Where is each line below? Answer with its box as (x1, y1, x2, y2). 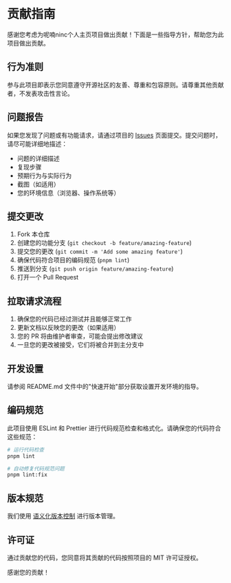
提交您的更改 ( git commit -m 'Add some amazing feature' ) (16, 247, 184, 255)
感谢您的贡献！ (7, 568, 49, 576)
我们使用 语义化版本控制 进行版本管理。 (7, 512, 119, 520)
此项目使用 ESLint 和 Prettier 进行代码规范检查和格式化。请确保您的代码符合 (7, 424, 221, 432)
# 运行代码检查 (7, 446, 45, 453)
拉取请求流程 (7, 295, 62, 307)
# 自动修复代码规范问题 (7, 465, 65, 472)
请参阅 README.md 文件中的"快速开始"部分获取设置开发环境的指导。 (7, 383, 203, 390)
